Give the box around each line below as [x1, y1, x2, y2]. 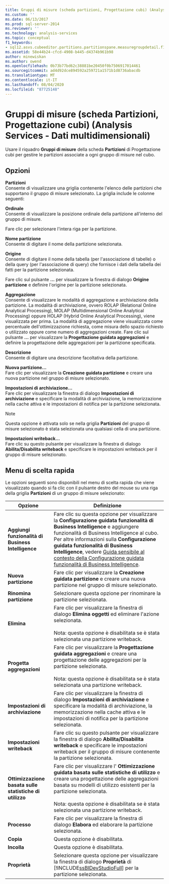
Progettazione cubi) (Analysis [5, 119, 132, 131]
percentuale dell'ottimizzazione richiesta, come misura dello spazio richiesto [5, 324, 164, 330]
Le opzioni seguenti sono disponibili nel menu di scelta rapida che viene [5, 480, 154, 486]
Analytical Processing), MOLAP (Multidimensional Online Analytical [5, 308, 144, 314]
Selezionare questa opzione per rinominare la [53, 590, 161, 597]
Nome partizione [5, 236, 41, 242]
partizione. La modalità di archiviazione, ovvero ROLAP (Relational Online [5, 302, 157, 308]
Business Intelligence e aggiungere [53, 523, 139, 531]
